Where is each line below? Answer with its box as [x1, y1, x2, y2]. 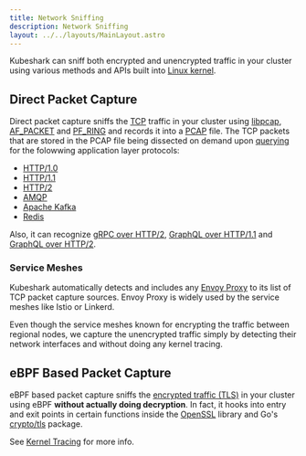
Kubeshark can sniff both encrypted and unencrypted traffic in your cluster [9, 56, 292, 67]
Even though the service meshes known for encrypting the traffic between [9, 319, 290, 330]
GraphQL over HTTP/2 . [9, 239, 97, 249]
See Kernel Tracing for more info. [9, 436, 135, 448]
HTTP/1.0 [22, 163, 58, 174]
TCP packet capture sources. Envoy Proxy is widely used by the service [9, 292, 280, 302]
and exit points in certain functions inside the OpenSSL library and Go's [9, 408, 279, 420]
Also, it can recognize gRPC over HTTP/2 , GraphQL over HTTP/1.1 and [9, 229, 273, 240]
